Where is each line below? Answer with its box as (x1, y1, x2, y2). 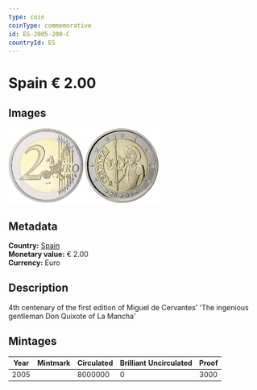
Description (8, 281, 68, 295)
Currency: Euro (8, 258, 60, 268)
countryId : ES (8, 39, 56, 47)
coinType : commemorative (8, 21, 92, 30)
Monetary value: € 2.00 (8, 250, 89, 259)
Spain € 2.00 (8, 74, 97, 93)
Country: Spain (8, 241, 60, 251)
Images (8, 106, 47, 120)
